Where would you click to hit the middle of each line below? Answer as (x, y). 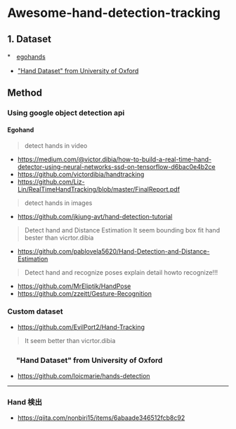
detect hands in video (56, 145)
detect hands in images (58, 203)
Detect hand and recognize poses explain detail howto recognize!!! (121, 272)
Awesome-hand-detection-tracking (114, 13)
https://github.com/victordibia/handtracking (81, 174)
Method (25, 93)
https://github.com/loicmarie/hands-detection (84, 376)
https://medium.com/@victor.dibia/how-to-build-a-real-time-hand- (114, 159)
